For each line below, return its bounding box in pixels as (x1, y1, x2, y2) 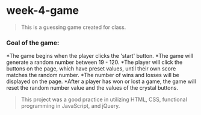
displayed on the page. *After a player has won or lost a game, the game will (6, 78, 196, 85)
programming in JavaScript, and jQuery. (20, 102, 120, 110)
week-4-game (6, 4, 79, 17)
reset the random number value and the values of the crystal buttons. (6, 84, 179, 92)
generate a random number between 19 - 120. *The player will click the (6, 58, 183, 66)
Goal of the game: (6, 39, 60, 47)
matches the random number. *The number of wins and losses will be (6, 72, 179, 79)
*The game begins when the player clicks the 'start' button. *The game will (6, 52, 194, 60)
